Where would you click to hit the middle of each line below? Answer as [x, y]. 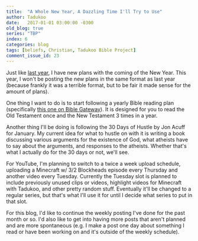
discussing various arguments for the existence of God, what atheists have [97, 139]
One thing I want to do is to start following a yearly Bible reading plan [90, 103]
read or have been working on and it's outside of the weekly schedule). [93, 232]
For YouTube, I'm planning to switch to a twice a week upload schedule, [93, 163]
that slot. [17, 201]
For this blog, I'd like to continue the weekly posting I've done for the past [95, 213]
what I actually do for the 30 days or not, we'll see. [68, 152]
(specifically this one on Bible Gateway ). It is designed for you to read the [95, 109]
